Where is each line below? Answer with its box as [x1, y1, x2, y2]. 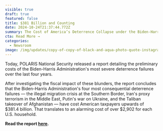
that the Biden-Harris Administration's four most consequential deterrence [5, 86, 154, 91]
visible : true [5, 7, 34, 12]
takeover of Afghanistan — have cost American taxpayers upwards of [5, 101, 144, 107]
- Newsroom [9, 43, 32, 48]
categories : [5, 39, 29, 44]
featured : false [5, 16, 38, 21]
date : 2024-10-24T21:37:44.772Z [5, 25, 70, 30]
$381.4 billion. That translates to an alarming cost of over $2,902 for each [5, 106, 153, 112]
